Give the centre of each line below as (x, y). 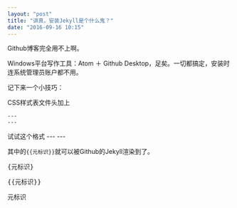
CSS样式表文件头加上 (39, 103)
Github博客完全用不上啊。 (45, 48)
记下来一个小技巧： (36, 88)
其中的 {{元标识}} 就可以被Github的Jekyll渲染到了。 (81, 152)
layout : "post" (30, 14)
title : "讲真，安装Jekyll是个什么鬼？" (60, 21)
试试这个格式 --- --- (37, 137)
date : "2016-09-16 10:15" (46, 27)
